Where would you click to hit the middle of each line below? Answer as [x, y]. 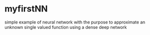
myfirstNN [26, 9]
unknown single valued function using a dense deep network [66, 27]
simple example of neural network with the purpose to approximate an [75, 22]
